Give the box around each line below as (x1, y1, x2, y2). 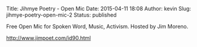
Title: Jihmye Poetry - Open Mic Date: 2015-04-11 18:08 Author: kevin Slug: (6, 5, 192, 12)
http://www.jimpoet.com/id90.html (6, 35, 91, 41)
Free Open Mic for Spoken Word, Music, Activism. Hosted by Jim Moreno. (6, 23, 189, 30)
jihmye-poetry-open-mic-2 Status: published (6, 11, 117, 18)
